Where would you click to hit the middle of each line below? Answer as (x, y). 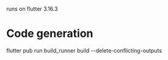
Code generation (50, 34)
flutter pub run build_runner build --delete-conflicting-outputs (84, 50)
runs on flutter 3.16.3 (32, 9)
